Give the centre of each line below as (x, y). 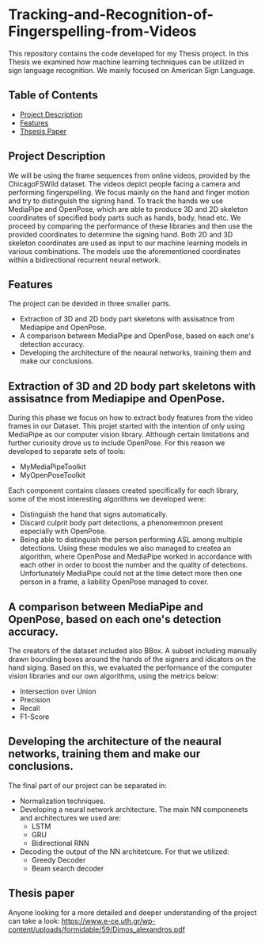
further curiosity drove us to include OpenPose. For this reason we (117, 443)
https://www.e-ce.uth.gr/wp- (108, 921)
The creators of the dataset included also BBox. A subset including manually (132, 651)
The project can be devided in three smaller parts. (90, 304)
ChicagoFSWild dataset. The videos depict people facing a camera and (124, 183)
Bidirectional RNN (60, 843)
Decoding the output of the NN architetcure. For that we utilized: (124, 852)
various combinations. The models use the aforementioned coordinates (125, 251)
